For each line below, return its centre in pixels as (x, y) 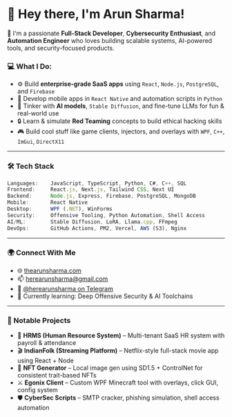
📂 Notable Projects (39, 320)
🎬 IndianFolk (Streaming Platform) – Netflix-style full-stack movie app (118, 351)
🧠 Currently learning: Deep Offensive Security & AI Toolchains (105, 296)
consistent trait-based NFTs (57, 376)
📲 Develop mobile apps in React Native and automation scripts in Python (120, 99)
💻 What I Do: (29, 66)
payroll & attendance (47, 343)
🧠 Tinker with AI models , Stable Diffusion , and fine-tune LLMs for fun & (120, 106)
